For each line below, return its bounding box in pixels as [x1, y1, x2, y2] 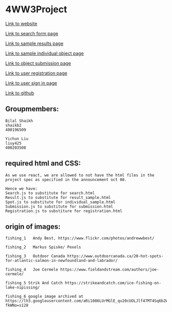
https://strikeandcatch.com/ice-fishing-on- [64, 280, 161, 286]
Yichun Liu [5, 136, 29, 141]
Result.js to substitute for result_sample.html [5, 195, 111, 200]
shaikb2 [5, 123, 22, 128]
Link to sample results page [5, 40, 64, 47]
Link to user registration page [5, 70, 68, 76]
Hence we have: [5, 186, 38, 191]
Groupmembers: [5, 105, 59, 114]
